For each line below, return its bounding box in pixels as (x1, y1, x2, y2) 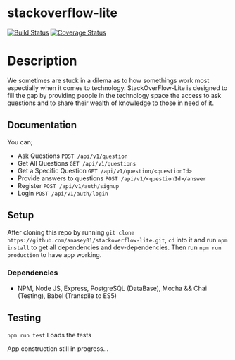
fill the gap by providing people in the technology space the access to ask (7, 91, 222, 99)
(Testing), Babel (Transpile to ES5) (17, 291, 118, 300)
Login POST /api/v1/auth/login (17, 189, 108, 197)
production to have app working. (7, 250, 102, 259)
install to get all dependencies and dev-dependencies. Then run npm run (7, 243, 222, 252)
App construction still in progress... (7, 344, 109, 353)
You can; (7, 137, 33, 146)
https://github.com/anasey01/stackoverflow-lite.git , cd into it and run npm (7, 235, 228, 244)
